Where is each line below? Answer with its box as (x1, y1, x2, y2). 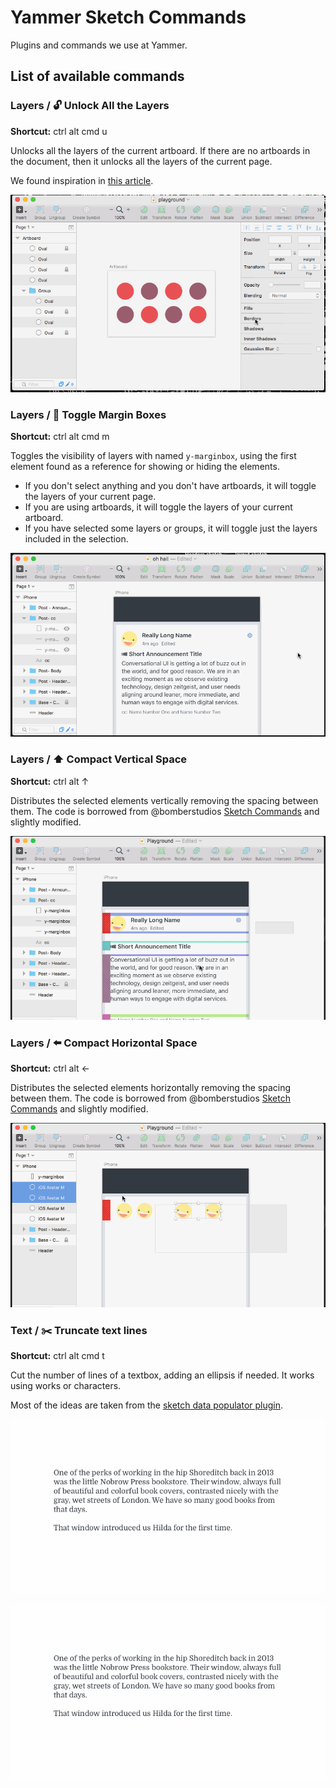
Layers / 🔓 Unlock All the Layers (10, 99, 170, 113)
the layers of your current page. (24, 490, 157, 502)
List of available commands (10, 68, 185, 85)
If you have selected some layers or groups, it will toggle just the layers (24, 522, 318, 534)
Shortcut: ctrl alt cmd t (10, 1350, 105, 1362)
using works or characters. (10, 1380, 122, 1392)
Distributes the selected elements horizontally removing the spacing (10, 1082, 292, 1094)
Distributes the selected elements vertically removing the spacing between (10, 794, 319, 806)
